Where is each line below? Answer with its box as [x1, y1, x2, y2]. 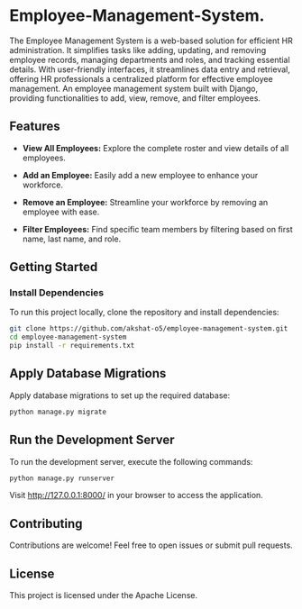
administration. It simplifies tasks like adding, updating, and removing [9, 44, 267, 55]
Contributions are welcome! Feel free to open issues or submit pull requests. [9, 540, 293, 550]
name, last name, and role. [22, 233, 122, 244]
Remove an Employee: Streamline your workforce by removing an [22, 196, 269, 207]
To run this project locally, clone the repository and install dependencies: [9, 307, 279, 318]
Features [9, 119, 60, 134]
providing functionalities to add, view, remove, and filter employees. [9, 92, 261, 104]
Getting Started [9, 259, 98, 275]
